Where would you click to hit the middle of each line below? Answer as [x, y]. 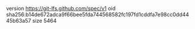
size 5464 [44, 21]
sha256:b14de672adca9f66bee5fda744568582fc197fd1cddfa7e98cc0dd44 [98, 14]
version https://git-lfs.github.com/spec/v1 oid [61, 8]
